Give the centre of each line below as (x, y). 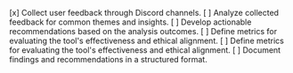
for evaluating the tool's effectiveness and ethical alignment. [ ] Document (145, 50)
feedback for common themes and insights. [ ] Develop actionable (130, 22)
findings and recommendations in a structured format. (108, 59)
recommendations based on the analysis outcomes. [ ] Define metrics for (143, 31)
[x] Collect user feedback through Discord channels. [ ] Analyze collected (144, 13)
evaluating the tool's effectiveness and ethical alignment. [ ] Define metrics (147, 40)
